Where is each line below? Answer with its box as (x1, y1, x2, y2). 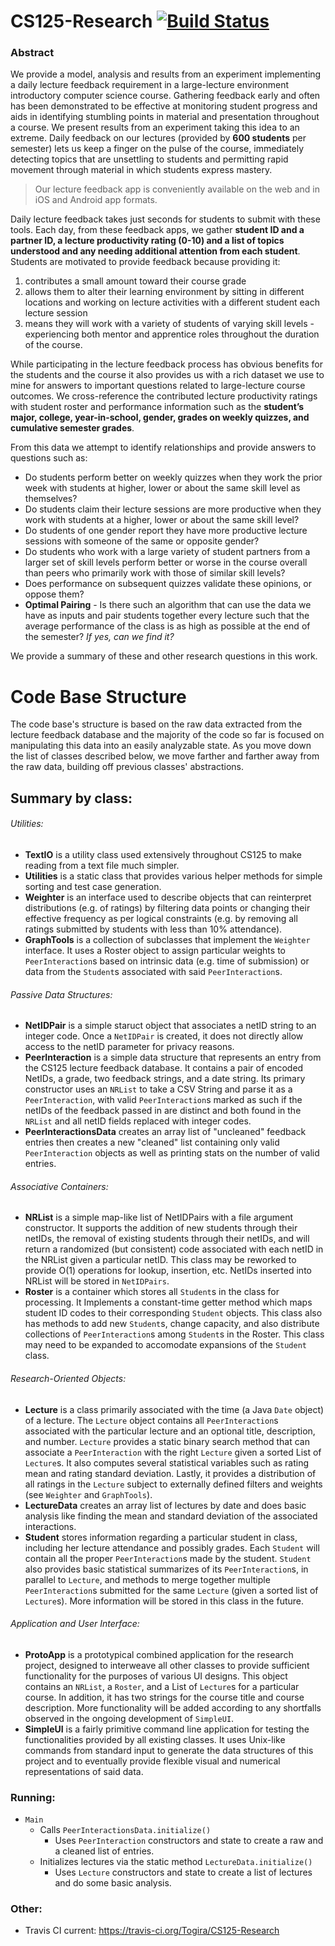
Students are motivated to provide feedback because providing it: (10, 256, 281, 268)
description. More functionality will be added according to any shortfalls (24, 1701, 322, 1714)
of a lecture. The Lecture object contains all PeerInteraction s (24, 1414, 279, 1426)
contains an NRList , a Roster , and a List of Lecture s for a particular (24, 1680, 300, 1692)
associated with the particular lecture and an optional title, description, (24, 1425, 316, 1437)
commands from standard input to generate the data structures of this (24, 1744, 314, 1756)
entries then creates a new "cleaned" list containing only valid (24, 1136, 280, 1149)
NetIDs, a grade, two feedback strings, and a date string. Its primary (24, 1073, 306, 1085)
